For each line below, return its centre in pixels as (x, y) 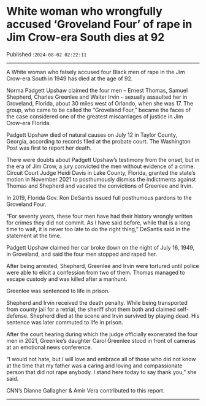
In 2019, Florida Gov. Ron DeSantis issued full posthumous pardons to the (99, 197)
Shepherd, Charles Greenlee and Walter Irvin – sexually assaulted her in (97, 97)
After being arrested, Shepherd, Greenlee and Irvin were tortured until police (103, 266)
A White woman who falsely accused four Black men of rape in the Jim (96, 72)
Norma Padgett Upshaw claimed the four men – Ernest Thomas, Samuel (97, 90)
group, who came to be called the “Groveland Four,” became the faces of (99, 110)
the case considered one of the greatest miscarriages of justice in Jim (95, 116)
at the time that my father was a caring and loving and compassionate (94, 366)
